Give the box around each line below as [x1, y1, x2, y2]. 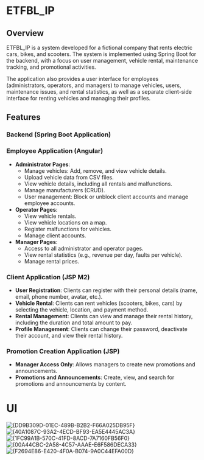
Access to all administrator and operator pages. [24, 245, 144, 252]
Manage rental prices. [24, 257, 80, 265]
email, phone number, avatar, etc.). [15, 293, 103, 300]
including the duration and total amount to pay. [15, 319, 133, 326]
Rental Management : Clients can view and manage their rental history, [15, 312, 193, 319]
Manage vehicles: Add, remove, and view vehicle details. [24, 167, 167, 174]
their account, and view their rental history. [15, 332, 123, 339]
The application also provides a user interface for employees [6, 75, 159, 82]
